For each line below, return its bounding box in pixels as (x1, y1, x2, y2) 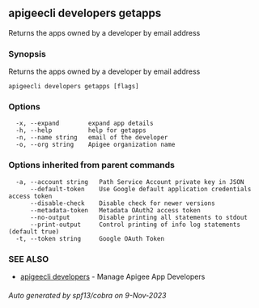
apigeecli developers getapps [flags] (8, 83, 139, 91)
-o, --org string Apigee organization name (15, 141, 176, 149)
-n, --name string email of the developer (15, 134, 168, 142)
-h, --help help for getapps (15, 126, 147, 135)
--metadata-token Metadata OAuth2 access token (29, 206, 201, 214)
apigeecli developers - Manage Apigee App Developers (19, 272, 206, 281)
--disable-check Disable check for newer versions (29, 199, 216, 207)
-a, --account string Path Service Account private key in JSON (15, 178, 244, 186)
